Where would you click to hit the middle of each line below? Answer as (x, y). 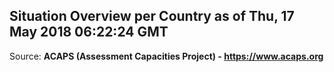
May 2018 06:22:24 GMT (89, 32)
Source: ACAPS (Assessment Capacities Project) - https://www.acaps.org (166, 56)
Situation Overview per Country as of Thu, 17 (152, 16)
